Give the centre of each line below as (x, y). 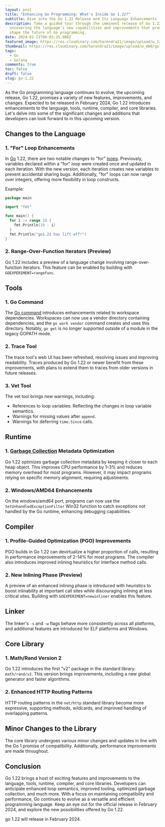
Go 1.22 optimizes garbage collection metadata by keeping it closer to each (82, 462)
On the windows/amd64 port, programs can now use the (63, 501)
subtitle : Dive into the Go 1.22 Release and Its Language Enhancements (81, 19)
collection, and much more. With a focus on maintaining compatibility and (79, 794)
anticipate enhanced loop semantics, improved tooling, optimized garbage (80, 789)
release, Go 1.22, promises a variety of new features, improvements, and (79, 97)
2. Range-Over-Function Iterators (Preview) (58, 252)
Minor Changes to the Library (51, 729)
